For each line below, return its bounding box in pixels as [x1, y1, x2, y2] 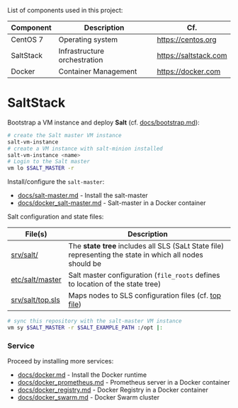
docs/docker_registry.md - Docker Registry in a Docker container [17, 385, 209, 395]
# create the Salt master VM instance [7, 132, 122, 139]
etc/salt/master [11, 275, 62, 285]
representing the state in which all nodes [68, 250, 203, 260]
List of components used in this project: [7, 6, 123, 14]
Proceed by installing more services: [7, 357, 114, 366]
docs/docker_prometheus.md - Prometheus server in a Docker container [17, 378, 230, 387]
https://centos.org [157, 35, 217, 45]
